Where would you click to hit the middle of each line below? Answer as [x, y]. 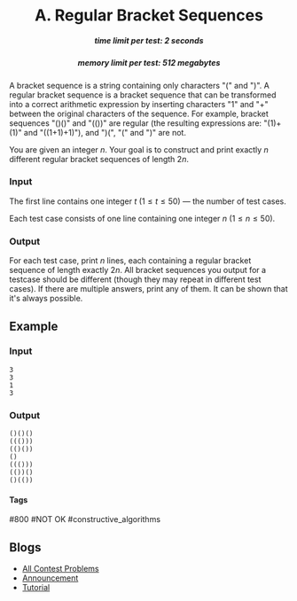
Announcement [50, 578]
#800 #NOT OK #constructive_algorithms [85, 519]
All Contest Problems [60, 569]
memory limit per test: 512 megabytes [149, 63]
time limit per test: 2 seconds [149, 40]
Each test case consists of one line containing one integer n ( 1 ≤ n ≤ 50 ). [142, 218]
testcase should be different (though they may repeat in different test [135, 279]
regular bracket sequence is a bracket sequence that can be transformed [143, 95]
